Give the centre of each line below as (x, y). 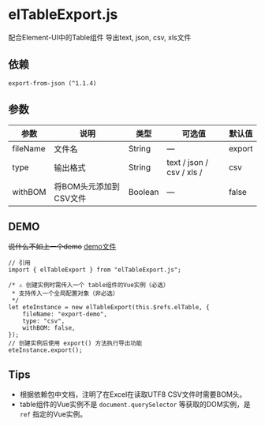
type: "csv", (44, 321)
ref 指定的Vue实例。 (53, 414)
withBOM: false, (49, 328)
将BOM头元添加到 (87, 186)
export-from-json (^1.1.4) (52, 83)
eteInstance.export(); (45, 350)
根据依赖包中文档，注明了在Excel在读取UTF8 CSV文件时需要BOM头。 (133, 394)
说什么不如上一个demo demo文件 (62, 247)
